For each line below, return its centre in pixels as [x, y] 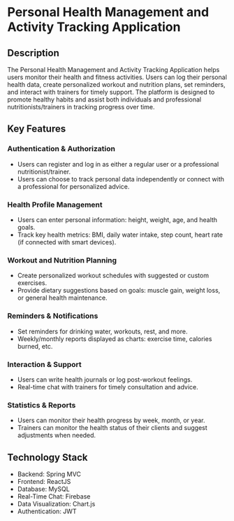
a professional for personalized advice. [73, 186]
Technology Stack [47, 457]
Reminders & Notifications [53, 316]
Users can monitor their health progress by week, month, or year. [111, 420]
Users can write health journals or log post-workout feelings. [105, 380]
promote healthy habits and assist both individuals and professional [104, 99]
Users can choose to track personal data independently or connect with [121, 179]
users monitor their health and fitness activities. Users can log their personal [117, 77]
